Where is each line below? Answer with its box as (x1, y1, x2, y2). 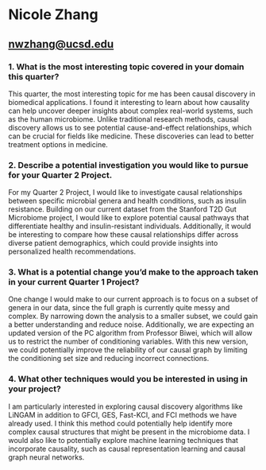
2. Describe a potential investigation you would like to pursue (8, 159, 249, 170)
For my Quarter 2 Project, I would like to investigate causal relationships (8, 188, 243, 197)
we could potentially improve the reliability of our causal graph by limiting (8, 345, 248, 355)
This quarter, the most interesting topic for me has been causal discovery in (8, 89, 256, 99)
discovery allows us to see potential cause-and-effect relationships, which (8, 122, 253, 132)
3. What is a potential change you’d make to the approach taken (8, 266, 259, 278)
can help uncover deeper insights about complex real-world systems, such (8, 106, 253, 115)
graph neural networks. (8, 452, 85, 462)
